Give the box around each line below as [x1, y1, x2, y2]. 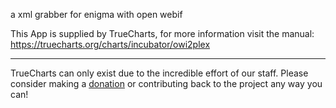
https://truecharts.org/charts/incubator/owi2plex [10, 39, 211, 50]
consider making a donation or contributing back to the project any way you [10, 78, 323, 89]
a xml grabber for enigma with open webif [10, 9, 183, 20]
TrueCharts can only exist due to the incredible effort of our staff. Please [10, 67, 309, 79]
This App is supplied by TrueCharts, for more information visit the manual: [10, 28, 315, 39]
